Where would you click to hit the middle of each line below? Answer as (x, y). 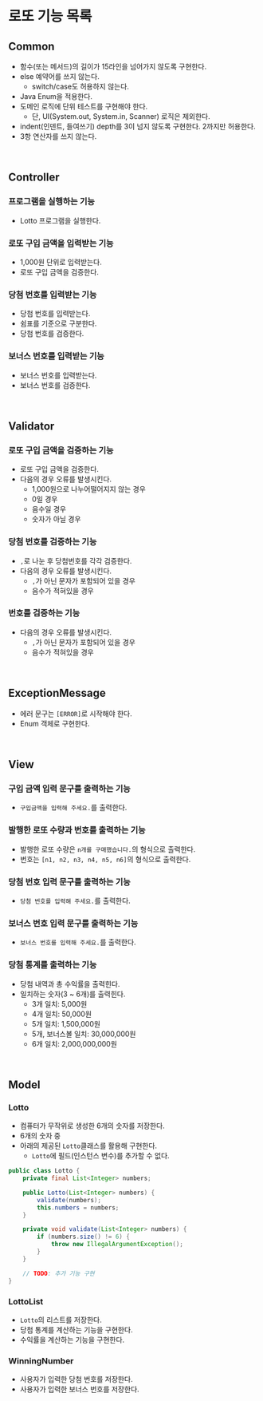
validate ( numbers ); (69, 1200)
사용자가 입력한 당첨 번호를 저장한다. (76, 1379)
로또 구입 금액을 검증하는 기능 (61, 450)
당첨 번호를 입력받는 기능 (53, 295)
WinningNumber (41, 1360)
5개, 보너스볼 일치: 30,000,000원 (84, 1034)
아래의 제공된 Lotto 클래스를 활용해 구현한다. (88, 1146)
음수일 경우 (49, 509)
